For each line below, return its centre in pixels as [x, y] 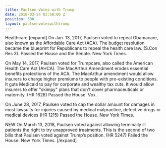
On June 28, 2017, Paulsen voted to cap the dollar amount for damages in [80, 104]
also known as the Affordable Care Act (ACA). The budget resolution [75, 43]
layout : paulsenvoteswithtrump [37, 24]
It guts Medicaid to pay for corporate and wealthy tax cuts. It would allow [80, 84]
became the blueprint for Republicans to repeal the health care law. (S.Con [81, 48]
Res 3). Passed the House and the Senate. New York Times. [66, 54]
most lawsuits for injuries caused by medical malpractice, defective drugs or [83, 110]
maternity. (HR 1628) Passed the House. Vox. [51, 95]
